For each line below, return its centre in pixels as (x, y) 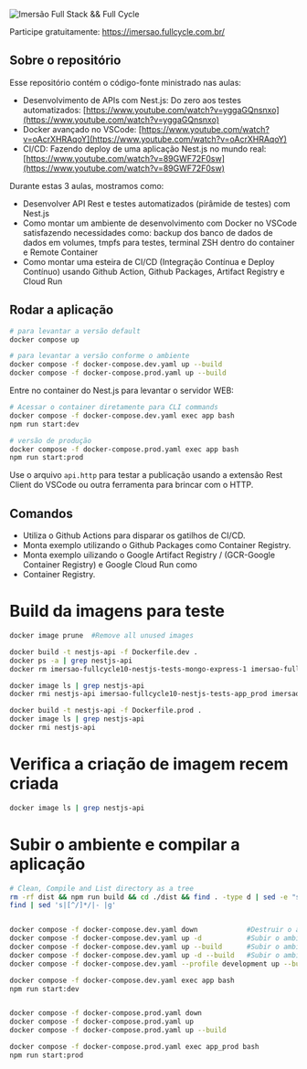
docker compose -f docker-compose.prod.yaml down (106, 1013)
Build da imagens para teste (117, 611)
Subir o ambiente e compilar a (125, 844)
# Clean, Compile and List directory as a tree (102, 888)
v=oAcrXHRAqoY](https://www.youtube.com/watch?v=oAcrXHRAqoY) (155, 139)
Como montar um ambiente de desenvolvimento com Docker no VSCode (159, 223)
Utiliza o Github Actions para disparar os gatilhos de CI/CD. (134, 535)
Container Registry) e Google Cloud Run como (110, 565)
